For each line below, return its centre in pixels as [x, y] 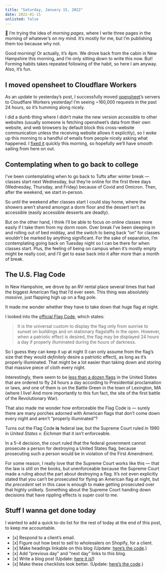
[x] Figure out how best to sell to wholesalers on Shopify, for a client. [83, 543]
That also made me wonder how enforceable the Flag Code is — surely [78, 408]
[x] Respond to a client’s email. [44, 537]
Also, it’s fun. [18, 69]
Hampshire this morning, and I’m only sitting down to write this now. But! [79, 59]
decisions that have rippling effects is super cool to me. [62, 495]
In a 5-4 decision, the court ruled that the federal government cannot [76, 443]
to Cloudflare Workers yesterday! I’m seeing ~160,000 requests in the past [81, 102]
